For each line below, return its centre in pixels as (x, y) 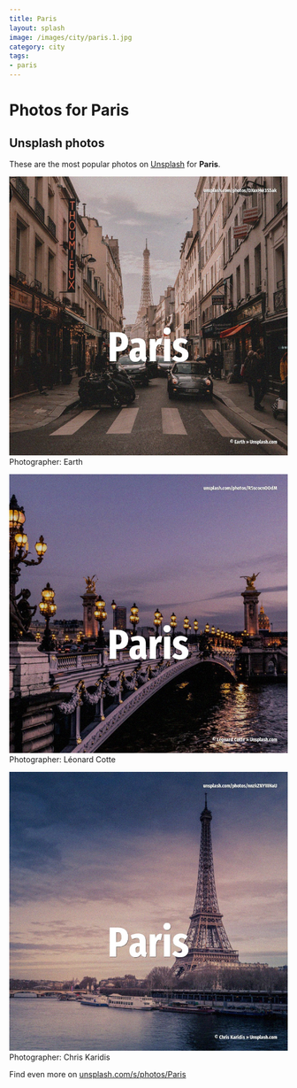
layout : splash (37, 28)
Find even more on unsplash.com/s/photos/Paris (98, 1074)
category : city (37, 47)
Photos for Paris (69, 110)
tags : (19, 56)
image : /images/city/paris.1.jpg (71, 37)
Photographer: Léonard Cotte (63, 760)
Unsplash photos (57, 143)
